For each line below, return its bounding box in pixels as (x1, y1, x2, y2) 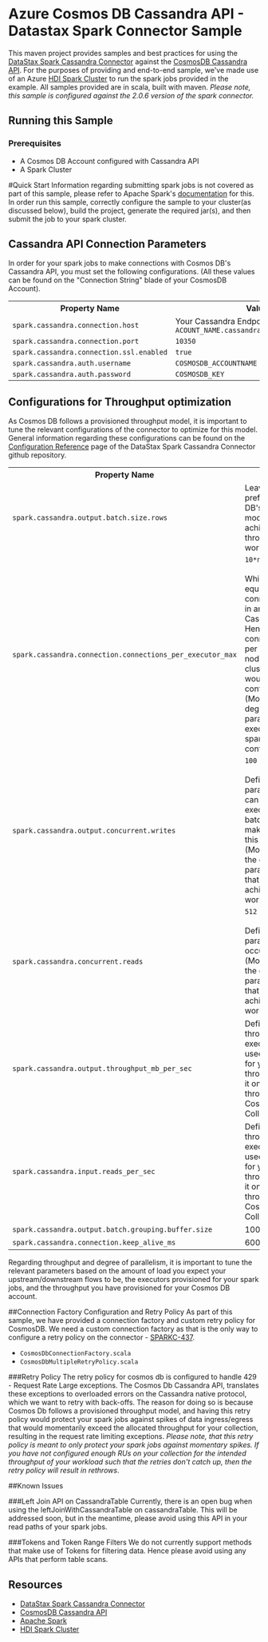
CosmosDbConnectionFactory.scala (19, 1349, 132, 1358)
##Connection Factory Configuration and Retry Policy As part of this (8, 1307, 233, 1316)
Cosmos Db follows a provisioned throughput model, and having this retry (8, 1406, 251, 1416)
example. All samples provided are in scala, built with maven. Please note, (8, 82, 251, 92)
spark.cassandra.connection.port (12, 337, 140, 346)
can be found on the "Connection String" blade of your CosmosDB (8, 275, 227, 285)
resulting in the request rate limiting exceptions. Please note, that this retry (8, 1432, 254, 1441)
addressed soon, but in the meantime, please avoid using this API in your (8, 1513, 248, 1524)
